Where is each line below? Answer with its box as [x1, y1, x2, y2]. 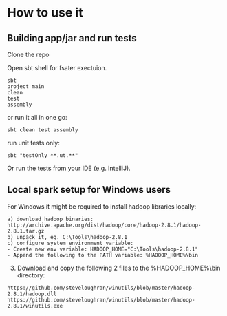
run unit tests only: [7, 139, 61, 147]
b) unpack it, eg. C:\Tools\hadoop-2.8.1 [7, 233, 128, 240]
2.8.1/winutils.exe [7, 302, 63, 309]
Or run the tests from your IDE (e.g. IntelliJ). [7, 164, 131, 172]
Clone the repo [7, 50, 50, 59]
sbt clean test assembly [7, 127, 78, 134]
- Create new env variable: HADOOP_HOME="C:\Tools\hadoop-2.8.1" [7, 246, 198, 253]
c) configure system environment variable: [7, 240, 134, 246]
